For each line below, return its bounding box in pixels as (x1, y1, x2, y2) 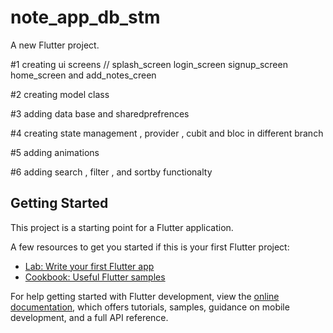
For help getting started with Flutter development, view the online (10, 290, 280, 302)
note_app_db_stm (10, 6, 161, 29)
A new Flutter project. (10, 39, 100, 51)
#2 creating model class (10, 88, 110, 100)
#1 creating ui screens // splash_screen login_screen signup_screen (10, 58, 288, 70)
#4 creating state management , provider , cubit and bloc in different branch (10, 127, 324, 139)
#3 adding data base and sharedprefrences (10, 107, 190, 120)
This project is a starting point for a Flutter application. (10, 221, 234, 233)
